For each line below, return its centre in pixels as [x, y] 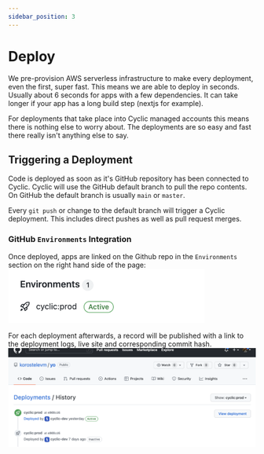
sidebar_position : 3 [42, 16]
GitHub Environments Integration [70, 240]
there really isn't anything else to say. [68, 135]
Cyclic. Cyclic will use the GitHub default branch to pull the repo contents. [128, 187]
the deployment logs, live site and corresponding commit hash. [110, 344]
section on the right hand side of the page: [77, 265]
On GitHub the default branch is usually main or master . [97, 196]
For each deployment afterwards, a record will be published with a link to [126, 335]
